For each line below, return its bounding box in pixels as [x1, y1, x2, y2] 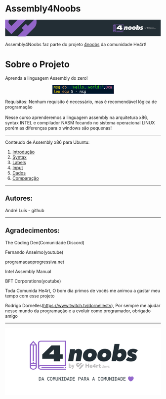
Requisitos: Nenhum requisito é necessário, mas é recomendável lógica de [5, 99, 157, 105]
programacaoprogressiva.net [5, 259, 64, 265]
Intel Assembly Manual [5, 268, 51, 274]
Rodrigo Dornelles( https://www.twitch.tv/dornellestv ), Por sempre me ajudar [5, 302, 161, 308]
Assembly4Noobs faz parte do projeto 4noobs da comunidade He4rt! [5, 42, 147, 48]
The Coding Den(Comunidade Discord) [5, 239, 85, 245]
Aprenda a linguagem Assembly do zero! [5, 75, 88, 81]
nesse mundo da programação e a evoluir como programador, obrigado [5, 308, 151, 314]
